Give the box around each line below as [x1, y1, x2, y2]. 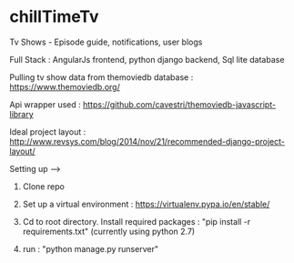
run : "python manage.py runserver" [22, 243, 159, 254]
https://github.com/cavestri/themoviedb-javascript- [82, 98, 276, 110]
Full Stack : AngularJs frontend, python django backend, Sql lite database [9, 54, 285, 65]
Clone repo [22, 180, 66, 192]
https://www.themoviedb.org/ [9, 81, 120, 92]
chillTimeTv [9, 6, 99, 27]
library [9, 108, 34, 119]
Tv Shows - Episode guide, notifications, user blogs [9, 36, 203, 47]
